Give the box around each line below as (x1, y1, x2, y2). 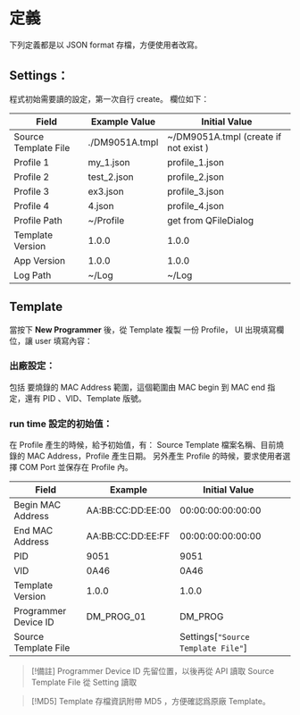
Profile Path (13, 214, 62, 226)
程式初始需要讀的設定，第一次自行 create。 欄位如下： (9, 93, 210, 104)
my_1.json (87, 156, 130, 168)
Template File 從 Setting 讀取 (30, 677, 137, 688)
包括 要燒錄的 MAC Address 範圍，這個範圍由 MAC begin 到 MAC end (9, 382, 266, 392)
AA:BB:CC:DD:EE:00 (86, 504, 171, 517)
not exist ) (166, 141, 210, 154)
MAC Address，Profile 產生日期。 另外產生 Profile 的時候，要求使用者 (26, 450, 283, 461)
